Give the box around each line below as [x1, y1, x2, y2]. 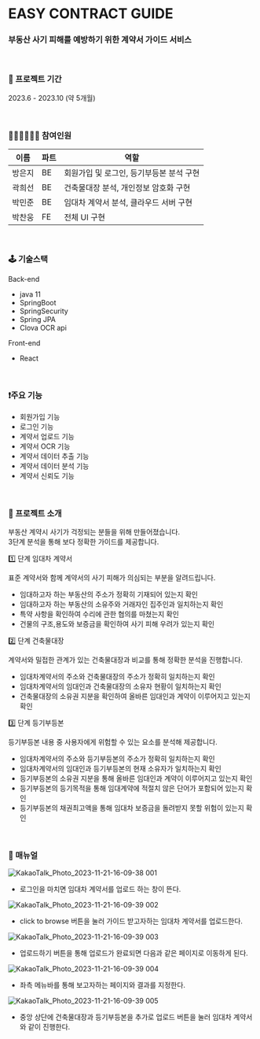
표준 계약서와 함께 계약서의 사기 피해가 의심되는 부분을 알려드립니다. [8, 572, 216, 582]
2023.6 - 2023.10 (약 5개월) [8, 93, 96, 102]
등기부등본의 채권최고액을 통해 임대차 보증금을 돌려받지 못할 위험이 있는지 [19, 803, 245, 812]
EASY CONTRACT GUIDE [8, 5, 174, 23]
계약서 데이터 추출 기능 [19, 451, 90, 460]
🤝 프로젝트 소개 [8, 508, 62, 519]
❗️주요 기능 [8, 390, 43, 401]
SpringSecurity [19, 306, 68, 316]
